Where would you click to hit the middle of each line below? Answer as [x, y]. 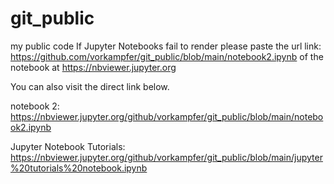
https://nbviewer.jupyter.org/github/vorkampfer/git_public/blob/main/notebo [167, 116]
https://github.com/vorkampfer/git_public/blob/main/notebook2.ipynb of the [167, 56]
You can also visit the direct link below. [90, 86]
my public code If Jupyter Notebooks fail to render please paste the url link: [166, 46]
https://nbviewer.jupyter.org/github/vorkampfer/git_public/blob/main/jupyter [166, 157]
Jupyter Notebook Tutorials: [68, 146]
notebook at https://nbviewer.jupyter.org [93, 67]
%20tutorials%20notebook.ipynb [79, 168]
